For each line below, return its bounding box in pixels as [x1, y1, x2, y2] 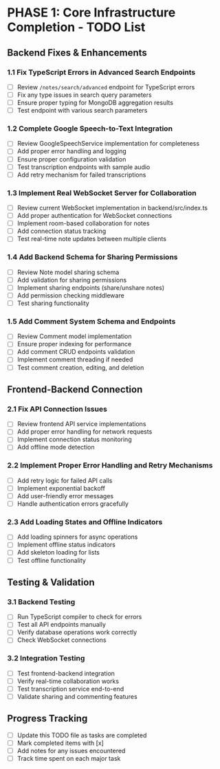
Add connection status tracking [16, 227, 107, 235]
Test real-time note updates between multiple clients [16, 235, 167, 243]
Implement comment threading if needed [16, 355, 133, 364]
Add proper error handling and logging [16, 147, 127, 155]
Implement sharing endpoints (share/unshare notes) [16, 283, 165, 291]
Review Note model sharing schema [16, 268, 120, 276]
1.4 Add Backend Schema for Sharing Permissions [7, 252, 178, 262]
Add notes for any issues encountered [16, 747, 126, 755]
